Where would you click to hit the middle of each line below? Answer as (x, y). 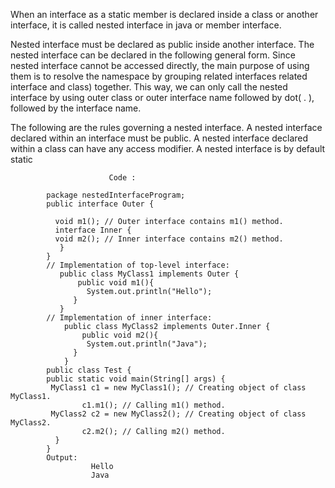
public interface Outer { (100, 204)
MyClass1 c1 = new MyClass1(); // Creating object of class (178, 388)
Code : (122, 178)
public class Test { (89, 370)
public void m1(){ (116, 283)
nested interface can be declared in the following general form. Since (153, 55)
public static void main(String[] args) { (136, 379)
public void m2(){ (120, 335)
